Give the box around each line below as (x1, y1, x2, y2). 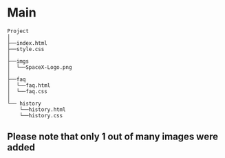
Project (7, 28, 30, 34)
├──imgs (7, 57, 30, 65)
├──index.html (7, 39, 48, 46)
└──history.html (19, 106, 67, 113)
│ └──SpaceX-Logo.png (7, 63, 72, 70)
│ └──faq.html (7, 81, 51, 89)
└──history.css (19, 112, 63, 119)
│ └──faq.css (7, 88, 48, 95)
